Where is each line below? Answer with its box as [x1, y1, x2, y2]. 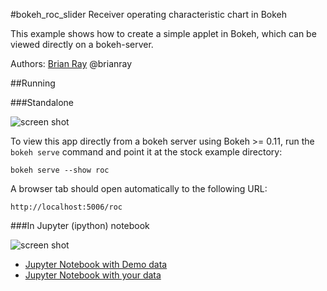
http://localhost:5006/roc [10, 202, 123, 212]
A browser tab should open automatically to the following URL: [10, 183, 268, 194]
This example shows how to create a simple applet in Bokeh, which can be [10, 28, 317, 39]
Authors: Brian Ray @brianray [10, 58, 133, 69]
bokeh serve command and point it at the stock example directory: [10, 146, 283, 158]
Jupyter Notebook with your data [24, 269, 162, 281]
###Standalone [10, 97, 75, 108]
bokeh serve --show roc [10, 165, 110, 175]
